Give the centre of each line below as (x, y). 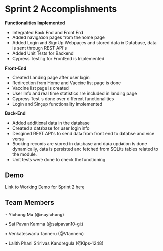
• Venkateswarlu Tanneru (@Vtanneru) (45, 233)
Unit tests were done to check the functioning (59, 159)
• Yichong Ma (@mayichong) (35, 214)
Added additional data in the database (51, 123)
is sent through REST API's (40, 48)
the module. (24, 154)
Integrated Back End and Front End (48, 32)
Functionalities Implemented (35, 23)
